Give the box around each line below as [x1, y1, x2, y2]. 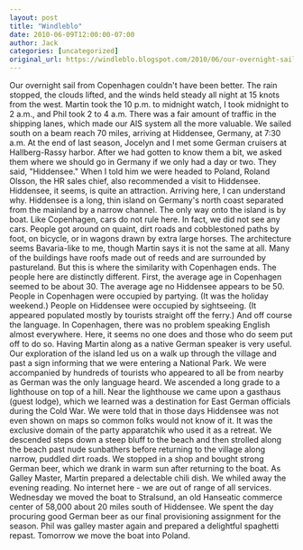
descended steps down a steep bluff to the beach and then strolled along [9, 435, 282, 445]
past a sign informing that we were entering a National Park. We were [9, 358, 268, 368]
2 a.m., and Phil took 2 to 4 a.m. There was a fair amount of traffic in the [9, 109, 277, 119]
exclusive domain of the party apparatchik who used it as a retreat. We [9, 425, 272, 435]
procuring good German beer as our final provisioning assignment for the [9, 511, 281, 521]
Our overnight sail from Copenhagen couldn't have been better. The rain [9, 80, 278, 90]
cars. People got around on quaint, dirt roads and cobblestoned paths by [9, 224, 280, 234]
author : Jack [9, 38, 59, 48]
